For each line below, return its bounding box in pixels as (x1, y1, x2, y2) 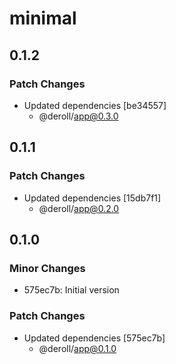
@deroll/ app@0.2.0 (38, 202, 120, 214)
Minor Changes (9, 261, 86, 275)
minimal (9, 7, 77, 30)
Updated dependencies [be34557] (23, 99, 167, 111)
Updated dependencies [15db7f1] (23, 192, 162, 204)
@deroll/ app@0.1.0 (38, 342, 117, 354)
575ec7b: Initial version (23, 284, 120, 296)
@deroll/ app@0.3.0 (38, 110, 119, 122)
